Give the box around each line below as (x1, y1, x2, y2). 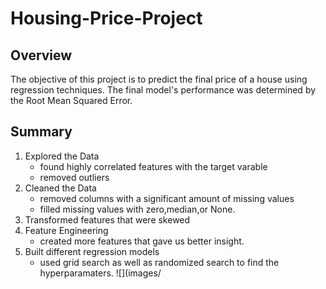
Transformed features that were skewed (24, 213, 191, 226)
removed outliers (39, 171, 110, 183)
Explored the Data (24, 150, 100, 162)
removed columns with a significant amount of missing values (39, 192, 295, 204)
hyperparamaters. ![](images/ (39, 267, 162, 279)
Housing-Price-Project (10, 7, 203, 30)
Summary (10, 123, 73, 141)
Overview (10, 47, 73, 64)
